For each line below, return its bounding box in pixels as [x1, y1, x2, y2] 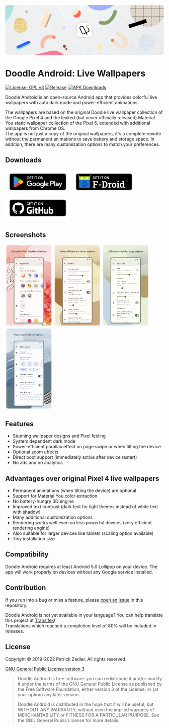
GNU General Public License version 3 [5, 666, 84, 672]
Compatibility [5, 550, 49, 559]
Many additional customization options [12, 514, 93, 520]
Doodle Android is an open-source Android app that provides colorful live [5, 94, 157, 100]
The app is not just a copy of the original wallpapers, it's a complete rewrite [5, 130, 161, 136]
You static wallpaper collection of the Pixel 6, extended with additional [5, 120, 150, 126]
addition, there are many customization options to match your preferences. [5, 141, 160, 147]
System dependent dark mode [12, 438, 76, 444]
